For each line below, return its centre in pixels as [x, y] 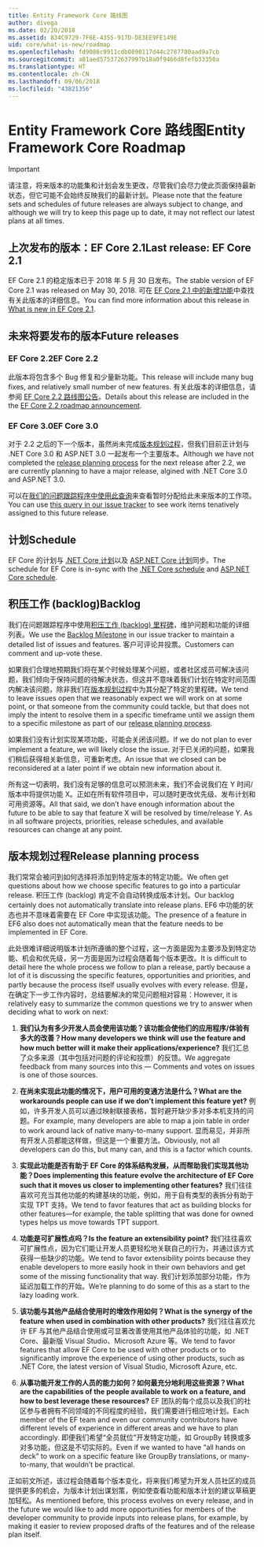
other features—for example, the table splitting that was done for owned [136, 1214]
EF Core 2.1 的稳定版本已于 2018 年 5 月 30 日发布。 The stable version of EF [131, 281]
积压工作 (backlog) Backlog [75, 604]
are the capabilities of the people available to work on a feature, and [132, 1391]
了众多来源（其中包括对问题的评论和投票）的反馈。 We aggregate [125, 1058]
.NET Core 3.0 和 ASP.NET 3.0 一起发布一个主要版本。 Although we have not [131, 454]
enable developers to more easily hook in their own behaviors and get [132, 1266]
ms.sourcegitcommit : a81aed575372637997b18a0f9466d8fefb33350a [114, 60]
